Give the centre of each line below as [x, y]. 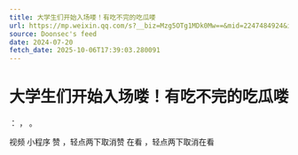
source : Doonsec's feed [53, 34]
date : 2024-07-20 [41, 42]
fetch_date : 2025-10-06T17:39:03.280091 [85, 50]
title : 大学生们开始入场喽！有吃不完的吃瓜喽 [83, 17]
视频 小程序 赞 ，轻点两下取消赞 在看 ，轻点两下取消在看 [112, 142]
